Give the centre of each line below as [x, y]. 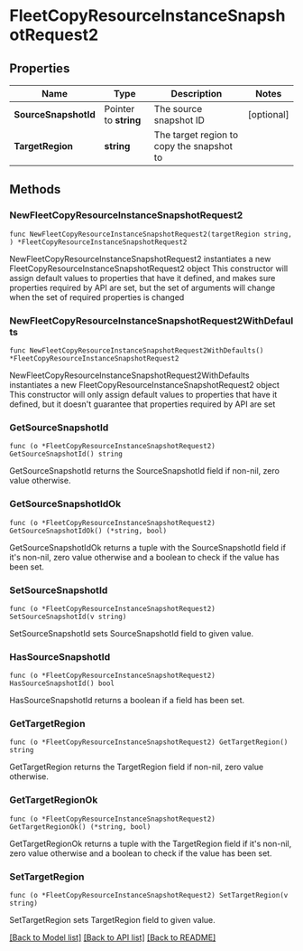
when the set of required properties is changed [97, 297]
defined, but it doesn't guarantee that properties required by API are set [142, 404]
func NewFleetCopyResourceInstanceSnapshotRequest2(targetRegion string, [151, 234]
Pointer [119, 109]
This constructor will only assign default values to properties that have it [143, 394]
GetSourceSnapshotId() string [66, 454]
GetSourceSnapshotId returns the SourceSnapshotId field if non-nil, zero [144, 471]
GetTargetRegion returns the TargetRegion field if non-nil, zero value [137, 767]
